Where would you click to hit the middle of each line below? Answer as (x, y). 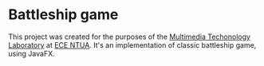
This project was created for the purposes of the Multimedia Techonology (130, 37)
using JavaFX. (32, 53)
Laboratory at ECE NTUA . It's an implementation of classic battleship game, (132, 45)
